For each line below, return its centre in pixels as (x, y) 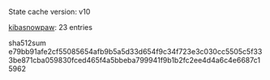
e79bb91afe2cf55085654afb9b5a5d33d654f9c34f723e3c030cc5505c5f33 (135, 51)
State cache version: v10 (49, 12)
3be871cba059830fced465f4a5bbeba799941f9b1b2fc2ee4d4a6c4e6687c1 (135, 60)
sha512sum (27, 43)
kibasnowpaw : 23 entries (51, 27)
